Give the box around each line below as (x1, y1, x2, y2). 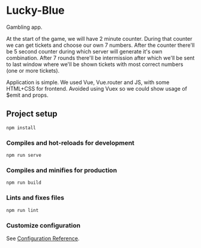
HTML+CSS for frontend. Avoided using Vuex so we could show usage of (6, 85, 188, 92)
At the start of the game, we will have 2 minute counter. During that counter (6, 35, 193, 42)
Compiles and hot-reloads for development (6, 139, 135, 147)
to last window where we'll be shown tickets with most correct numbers (6, 61, 184, 68)
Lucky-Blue (6, 4, 65, 17)
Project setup (6, 109, 58, 119)
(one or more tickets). (6, 67, 60, 74)
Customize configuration (6, 221, 81, 229)
